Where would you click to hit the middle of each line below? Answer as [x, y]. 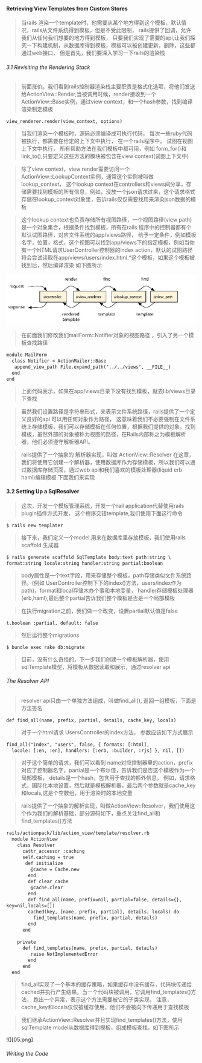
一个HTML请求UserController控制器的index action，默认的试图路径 [109, 250]
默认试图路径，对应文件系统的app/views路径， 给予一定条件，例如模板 [109, 235]
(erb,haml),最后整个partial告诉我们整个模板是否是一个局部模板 [98, 598]
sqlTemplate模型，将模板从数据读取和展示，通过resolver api [96, 666]
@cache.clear [47, 888]
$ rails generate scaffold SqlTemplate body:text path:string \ [89, 557]
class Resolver [36, 845]
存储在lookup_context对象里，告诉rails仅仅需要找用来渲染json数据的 [106, 199]
